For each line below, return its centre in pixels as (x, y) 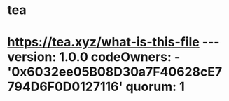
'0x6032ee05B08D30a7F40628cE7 (115, 72)
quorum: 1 (155, 87)
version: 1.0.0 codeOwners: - (94, 57)
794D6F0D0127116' (65, 87)
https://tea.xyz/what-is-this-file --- (113, 42)
